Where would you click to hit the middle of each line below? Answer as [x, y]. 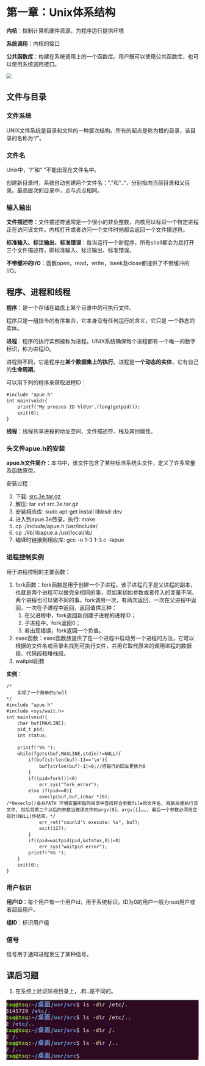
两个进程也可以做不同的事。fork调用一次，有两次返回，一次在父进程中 [103, 600]
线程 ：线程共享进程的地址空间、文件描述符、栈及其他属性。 [81, 431]
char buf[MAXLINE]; [42, 723]
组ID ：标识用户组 [28, 922]
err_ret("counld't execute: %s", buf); [89, 822]
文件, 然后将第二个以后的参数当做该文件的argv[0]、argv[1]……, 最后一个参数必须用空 [102, 810]
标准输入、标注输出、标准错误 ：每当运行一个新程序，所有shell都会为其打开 [100, 243]
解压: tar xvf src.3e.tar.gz [47, 504]
